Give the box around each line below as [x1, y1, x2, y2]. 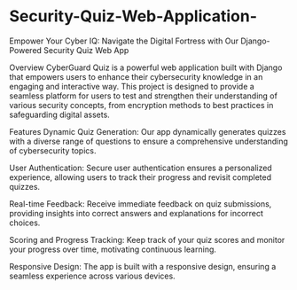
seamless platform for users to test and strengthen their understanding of [9, 90, 277, 101]
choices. [9, 217, 41, 228]
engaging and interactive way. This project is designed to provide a [9, 81, 254, 91]
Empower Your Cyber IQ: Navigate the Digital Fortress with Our [9, 35, 239, 46]
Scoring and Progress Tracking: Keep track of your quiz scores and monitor [9, 234, 285, 245]
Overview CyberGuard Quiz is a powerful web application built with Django [9, 62, 283, 73]
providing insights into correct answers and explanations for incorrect [9, 208, 264, 218]
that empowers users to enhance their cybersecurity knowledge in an [9, 71, 263, 82]
